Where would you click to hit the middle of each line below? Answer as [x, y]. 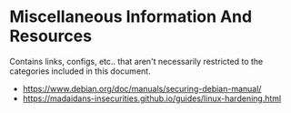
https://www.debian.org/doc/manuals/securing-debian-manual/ [142, 88]
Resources [51, 36]
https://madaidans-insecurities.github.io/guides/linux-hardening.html [152, 98]
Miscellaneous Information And [131, 17]
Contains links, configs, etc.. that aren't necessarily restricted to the [136, 61]
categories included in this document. [80, 71]
